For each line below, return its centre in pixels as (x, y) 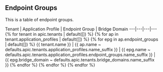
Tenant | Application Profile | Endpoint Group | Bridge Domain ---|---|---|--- (81, 29)
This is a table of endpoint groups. (39, 19)
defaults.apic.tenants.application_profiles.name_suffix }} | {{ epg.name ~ (78, 49)
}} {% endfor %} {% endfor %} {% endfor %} (50, 65)
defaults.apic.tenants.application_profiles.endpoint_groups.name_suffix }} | (80, 55)
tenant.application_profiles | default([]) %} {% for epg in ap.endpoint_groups (82, 39)
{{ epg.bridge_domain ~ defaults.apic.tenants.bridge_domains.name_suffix (80, 59)
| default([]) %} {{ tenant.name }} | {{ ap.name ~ (53, 44)
